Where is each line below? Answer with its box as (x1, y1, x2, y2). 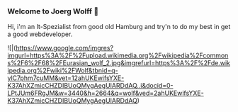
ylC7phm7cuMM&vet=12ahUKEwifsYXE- (7, 74, 125, 82)
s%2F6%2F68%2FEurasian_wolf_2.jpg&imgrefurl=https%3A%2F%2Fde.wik (7, 59, 231, 67)
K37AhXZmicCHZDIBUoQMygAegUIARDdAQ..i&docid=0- (7, 82, 174, 90)
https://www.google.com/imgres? (15, 44, 114, 52)
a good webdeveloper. (7, 30, 73, 38)
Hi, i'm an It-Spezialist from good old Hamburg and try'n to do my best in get (7, 23, 231, 31)
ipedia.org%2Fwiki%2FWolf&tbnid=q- (7, 67, 118, 75)
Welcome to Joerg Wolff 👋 (7, 6, 99, 16)
